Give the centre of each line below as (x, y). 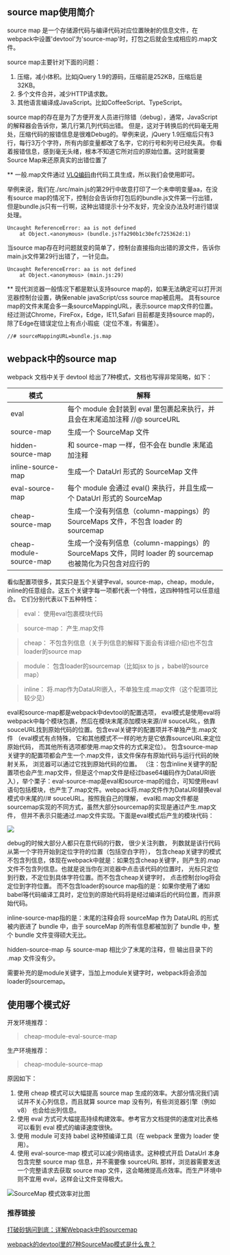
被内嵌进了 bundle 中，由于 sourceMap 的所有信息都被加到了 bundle (104, 926)
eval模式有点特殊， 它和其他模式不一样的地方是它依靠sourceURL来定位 (120, 738)
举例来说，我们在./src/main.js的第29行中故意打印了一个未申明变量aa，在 (110, 189)
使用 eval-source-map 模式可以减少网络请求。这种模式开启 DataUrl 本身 (118, 1153)
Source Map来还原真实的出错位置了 (57, 159)
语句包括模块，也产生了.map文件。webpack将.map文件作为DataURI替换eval (114, 790)
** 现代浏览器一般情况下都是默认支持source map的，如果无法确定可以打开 (112, 289)
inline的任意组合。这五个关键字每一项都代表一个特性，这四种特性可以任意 (111, 590)
